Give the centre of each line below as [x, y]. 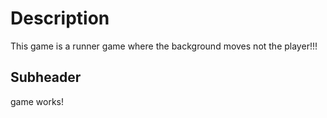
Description [60, 18]
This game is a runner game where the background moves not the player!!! [164, 46]
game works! [37, 101]
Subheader [46, 77]
